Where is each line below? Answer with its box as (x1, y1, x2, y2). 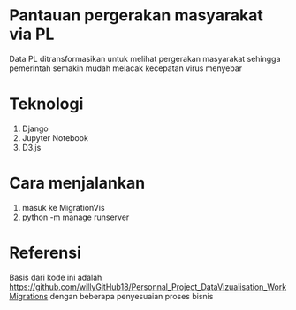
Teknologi (9, 94, 84, 114)
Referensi (9, 243, 82, 262)
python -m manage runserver (21, 212, 130, 222)
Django (21, 123, 49, 134)
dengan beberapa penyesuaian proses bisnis (49, 291, 214, 301)
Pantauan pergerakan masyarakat (9, 5, 263, 26)
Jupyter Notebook (21, 132, 88, 143)
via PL (9, 24, 55, 44)
